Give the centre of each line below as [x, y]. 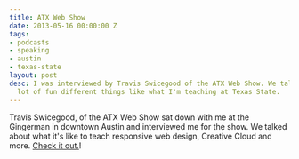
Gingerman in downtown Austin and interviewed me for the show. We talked [148, 126]
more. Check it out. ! [45, 145]
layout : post [33, 76]
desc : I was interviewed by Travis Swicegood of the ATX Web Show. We [143, 83]
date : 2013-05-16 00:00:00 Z [63, 26]
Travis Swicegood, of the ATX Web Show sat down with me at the [129, 117]
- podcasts [29, 42]
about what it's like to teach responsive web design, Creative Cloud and [141, 136]
